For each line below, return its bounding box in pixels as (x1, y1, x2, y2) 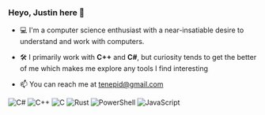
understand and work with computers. (19, 37, 145, 46)
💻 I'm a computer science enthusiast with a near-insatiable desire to (19, 25, 244, 35)
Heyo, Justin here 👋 (8, 7, 85, 18)
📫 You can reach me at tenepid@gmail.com (19, 80, 164, 89)
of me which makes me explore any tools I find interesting (19, 64, 208, 73)
